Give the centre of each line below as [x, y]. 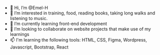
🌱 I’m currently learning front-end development [58, 23]
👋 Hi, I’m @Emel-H [29, 8]
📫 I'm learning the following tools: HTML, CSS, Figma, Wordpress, [78, 40]
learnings [19, 34]
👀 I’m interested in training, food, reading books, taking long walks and [82, 13]
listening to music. [29, 18]
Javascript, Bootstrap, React [39, 47]
